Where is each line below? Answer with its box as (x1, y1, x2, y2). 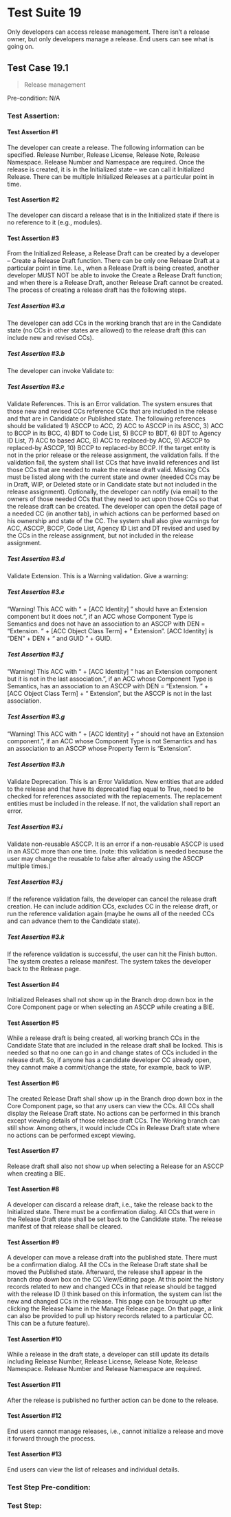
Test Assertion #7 (7, 1147, 59, 1155)
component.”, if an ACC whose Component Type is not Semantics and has (7, 737, 217, 745)
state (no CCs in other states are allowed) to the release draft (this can (7, 326, 206, 335)
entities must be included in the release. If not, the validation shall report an (7, 800, 221, 808)
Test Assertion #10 (7, 1335, 63, 1343)
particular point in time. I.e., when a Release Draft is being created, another (7, 264, 220, 273)
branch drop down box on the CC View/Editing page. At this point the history (7, 1275, 224, 1284)
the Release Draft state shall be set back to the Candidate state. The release (7, 1215, 223, 1223)
